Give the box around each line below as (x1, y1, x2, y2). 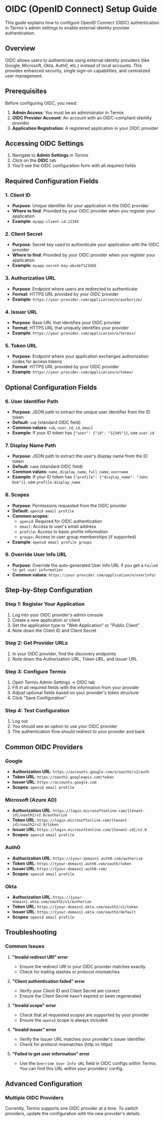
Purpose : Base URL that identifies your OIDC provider (12, 319, 121, 325)
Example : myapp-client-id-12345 (12, 218, 79, 224)
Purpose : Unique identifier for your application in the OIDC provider (12, 203, 149, 209)
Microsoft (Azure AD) (5, 797, 57, 804)
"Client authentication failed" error (12, 978, 85, 984)
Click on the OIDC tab (12, 158, 56, 164)
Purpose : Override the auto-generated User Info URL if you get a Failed (12, 562, 158, 568)
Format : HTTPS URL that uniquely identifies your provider (12, 325, 129, 331)
